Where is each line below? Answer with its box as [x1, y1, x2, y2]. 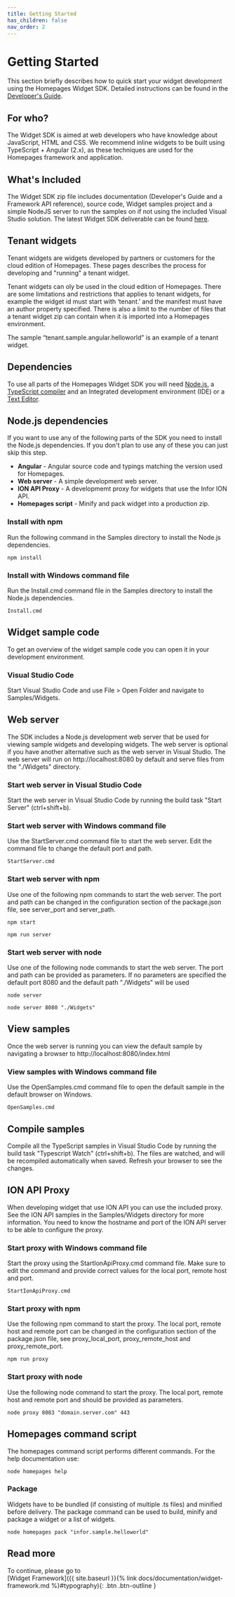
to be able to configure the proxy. [7, 1225, 104, 1234]
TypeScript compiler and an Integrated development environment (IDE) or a [7, 387, 225, 396]
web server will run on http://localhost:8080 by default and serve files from [7, 755, 224, 763]
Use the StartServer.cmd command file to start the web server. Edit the [7, 837, 213, 846]
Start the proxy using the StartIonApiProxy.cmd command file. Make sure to [7, 1259, 226, 1267]
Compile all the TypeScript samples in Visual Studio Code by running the [7, 1142, 217, 1150]
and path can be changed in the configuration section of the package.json [7, 898, 222, 906]
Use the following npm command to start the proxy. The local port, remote [7, 1319, 222, 1328]
